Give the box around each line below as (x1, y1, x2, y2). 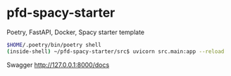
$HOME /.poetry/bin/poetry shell (6, 41, 101, 48)
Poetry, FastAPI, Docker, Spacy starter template (6, 28, 145, 36)
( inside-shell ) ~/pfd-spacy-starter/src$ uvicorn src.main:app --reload (6, 47, 225, 55)
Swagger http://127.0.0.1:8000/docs (6, 61, 110, 69)
